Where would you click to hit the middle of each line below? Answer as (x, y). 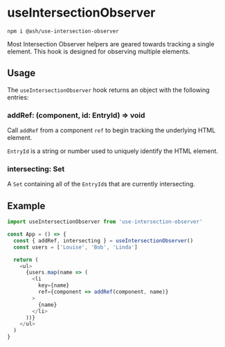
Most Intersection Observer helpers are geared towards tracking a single (111, 44)
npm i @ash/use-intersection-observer (63, 31)
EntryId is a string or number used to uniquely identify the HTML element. (113, 151)
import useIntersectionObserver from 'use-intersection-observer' (105, 222)
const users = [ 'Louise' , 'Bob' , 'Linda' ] (75, 247)
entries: (18, 97)
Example (26, 206)
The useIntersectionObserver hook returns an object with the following (108, 90)
